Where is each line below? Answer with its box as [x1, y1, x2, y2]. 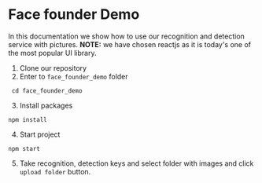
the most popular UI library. [8, 48, 97, 57]
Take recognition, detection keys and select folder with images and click [19, 159, 254, 168]
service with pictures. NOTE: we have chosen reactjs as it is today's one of [8, 39, 252, 49]
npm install [8, 115, 47, 123]
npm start [8, 145, 41, 152]
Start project [19, 130, 61, 139]
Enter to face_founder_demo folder [19, 71, 128, 81]
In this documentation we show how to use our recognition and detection [8, 31, 245, 41]
